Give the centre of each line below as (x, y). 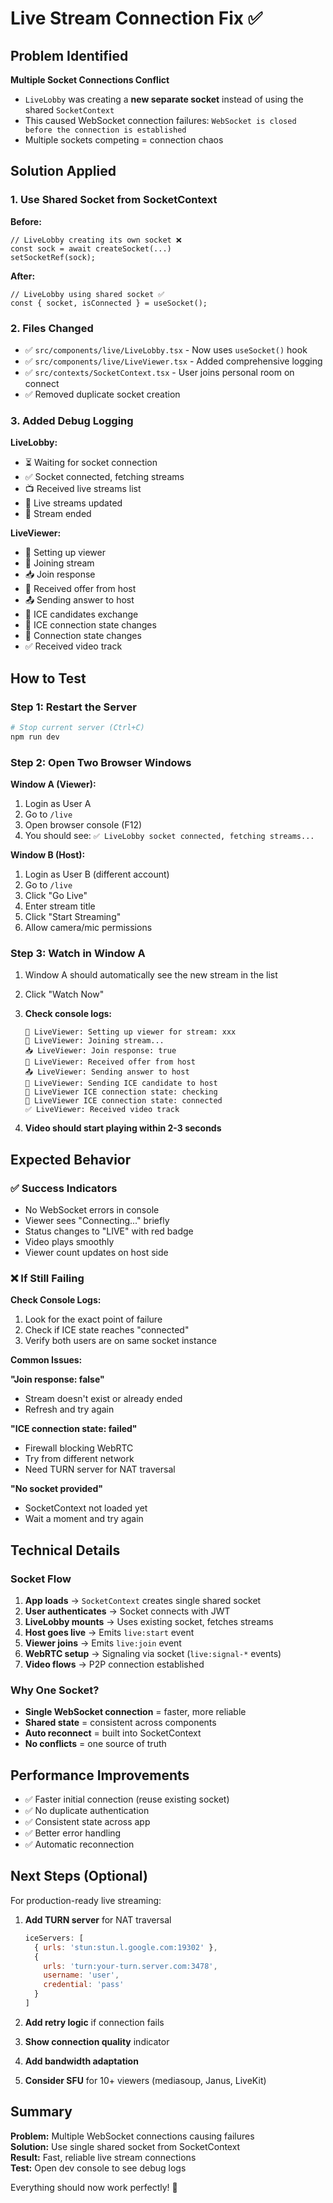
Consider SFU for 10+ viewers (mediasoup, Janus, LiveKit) (145, 2080)
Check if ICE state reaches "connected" (107, 1330)
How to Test (48, 678)
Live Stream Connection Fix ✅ (136, 18)
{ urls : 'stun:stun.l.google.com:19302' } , (126, 1947)
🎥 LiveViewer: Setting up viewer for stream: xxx (130, 1032)
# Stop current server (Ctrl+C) (77, 727)
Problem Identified (69, 55)
